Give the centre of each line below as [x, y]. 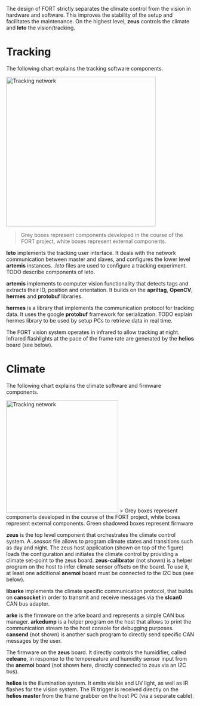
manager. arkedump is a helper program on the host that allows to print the [99, 621]
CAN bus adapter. [28, 603]
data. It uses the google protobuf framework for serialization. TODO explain [99, 314]
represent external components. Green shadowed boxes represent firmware [100, 523]
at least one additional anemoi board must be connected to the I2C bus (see [100, 573]
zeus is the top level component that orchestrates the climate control [91, 534]
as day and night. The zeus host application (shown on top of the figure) [95, 548]
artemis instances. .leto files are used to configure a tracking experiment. [96, 265]
